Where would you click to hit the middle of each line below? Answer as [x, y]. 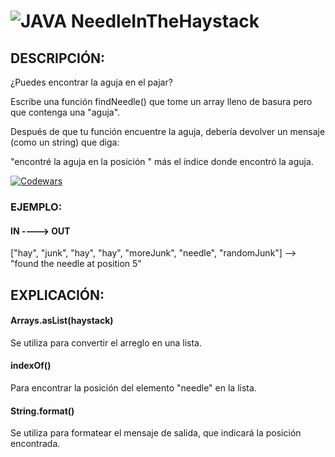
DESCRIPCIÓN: [58, 58]
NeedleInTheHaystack [165, 21]
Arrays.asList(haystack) [62, 321]
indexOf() [31, 366]
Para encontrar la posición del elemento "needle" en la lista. [133, 387]
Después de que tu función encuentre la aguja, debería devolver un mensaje [168, 131]
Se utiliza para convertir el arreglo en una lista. [106, 342]
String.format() [42, 411]
